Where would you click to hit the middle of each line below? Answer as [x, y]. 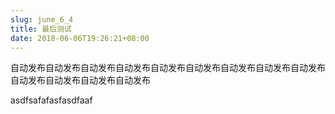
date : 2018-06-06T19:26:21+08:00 [80, 38]
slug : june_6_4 [42, 19]
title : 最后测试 [41, 29]
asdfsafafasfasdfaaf [51, 100]
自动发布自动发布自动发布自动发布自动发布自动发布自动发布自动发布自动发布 [168, 68]
